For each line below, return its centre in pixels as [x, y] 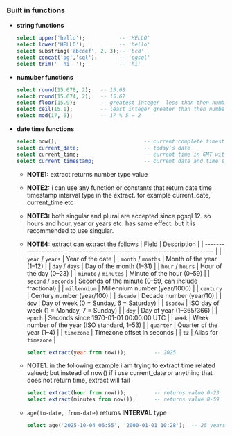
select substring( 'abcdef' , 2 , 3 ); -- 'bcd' [80, 51]
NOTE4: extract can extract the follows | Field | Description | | [115, 244]
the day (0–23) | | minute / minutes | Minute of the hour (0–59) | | [118, 273]
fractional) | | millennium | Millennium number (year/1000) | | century [124, 288]
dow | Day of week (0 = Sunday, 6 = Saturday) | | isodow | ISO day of [123, 303]
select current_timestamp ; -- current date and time [117, 161]
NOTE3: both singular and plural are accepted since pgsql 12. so [119, 216]
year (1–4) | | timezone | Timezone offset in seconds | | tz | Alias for [123, 332]
